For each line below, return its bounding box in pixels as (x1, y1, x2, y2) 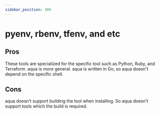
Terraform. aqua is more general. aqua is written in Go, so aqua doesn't (5, 66, 149, 71)
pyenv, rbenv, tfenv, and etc (5, 28, 120, 39)
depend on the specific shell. (5, 71, 63, 77)
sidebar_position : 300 (5, 7, 51, 12)
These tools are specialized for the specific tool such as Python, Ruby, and (5, 61, 155, 67)
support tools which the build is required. (5, 103, 88, 109)
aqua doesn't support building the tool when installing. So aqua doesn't (5, 98, 149, 104)
